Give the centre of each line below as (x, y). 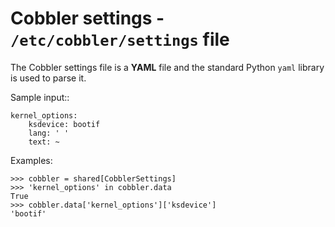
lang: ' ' (49, 133)
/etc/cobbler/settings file (120, 39)
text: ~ (44, 142)
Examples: (31, 160)
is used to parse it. (48, 78)
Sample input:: (40, 97)
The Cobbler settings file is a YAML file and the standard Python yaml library (167, 67)
